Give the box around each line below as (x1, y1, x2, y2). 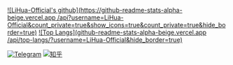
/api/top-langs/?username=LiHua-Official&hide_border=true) (7, 36, 183, 44)
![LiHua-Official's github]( (7, 6, 81, 14)
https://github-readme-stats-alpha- (80, 6, 183, 14)
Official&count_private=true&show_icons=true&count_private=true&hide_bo (7, 21, 226, 29)
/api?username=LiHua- (57, 13, 124, 22)
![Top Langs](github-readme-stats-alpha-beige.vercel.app (38, 28, 207, 36)
